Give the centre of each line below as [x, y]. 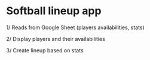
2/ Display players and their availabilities [56, 39]
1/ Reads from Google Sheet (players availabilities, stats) [75, 27]
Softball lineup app [54, 11]
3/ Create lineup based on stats [45, 50]
